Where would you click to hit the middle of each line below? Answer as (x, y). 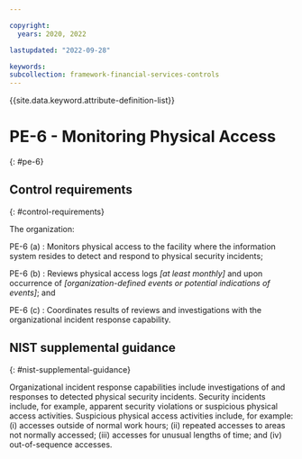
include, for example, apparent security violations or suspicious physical (143, 406)
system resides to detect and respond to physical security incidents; (136, 256)
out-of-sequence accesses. (61, 444)
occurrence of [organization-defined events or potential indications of (140, 283)
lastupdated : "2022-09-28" (60, 50)
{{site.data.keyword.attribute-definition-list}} (92, 101)
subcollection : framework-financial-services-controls (114, 75)
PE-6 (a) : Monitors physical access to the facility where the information (143, 246)
